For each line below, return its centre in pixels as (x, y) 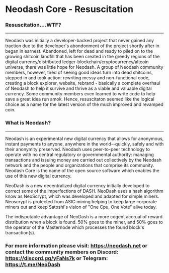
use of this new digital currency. (38, 176)
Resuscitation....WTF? (33, 25)
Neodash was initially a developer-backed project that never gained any (80, 41)
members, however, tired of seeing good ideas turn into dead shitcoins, (79, 73)
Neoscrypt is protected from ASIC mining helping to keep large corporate (81, 201)
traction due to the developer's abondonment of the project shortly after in (82, 46)
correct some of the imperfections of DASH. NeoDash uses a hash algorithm (84, 191)
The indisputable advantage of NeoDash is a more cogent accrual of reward (84, 216)
